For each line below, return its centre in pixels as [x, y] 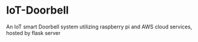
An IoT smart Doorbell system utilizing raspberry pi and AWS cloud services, [99, 27]
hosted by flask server [33, 33]
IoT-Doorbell [38, 10]
